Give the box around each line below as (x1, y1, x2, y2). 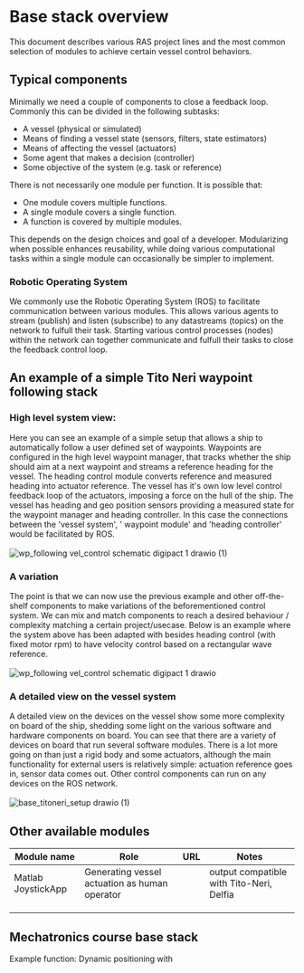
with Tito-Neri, (209, 877, 273, 890)
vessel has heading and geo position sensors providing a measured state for (9, 500, 295, 510)
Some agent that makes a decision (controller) (22, 152, 195, 163)
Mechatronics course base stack (9, 930, 199, 945)
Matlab (14, 872, 43, 884)
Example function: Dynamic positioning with (9, 953, 174, 964)
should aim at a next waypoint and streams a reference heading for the (9, 461, 274, 472)
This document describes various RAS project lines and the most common (9, 36, 286, 47)
